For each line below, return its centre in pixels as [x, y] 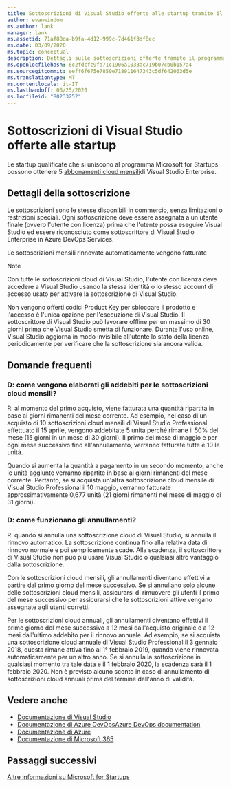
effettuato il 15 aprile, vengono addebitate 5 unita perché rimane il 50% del [113, 430]
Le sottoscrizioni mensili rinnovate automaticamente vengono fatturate [107, 253]
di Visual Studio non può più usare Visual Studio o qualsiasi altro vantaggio [113, 557]
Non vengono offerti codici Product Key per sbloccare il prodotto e [101, 307]
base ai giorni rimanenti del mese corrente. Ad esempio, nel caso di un [107, 416]
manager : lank [27, 33]
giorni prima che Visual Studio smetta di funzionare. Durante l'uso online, [111, 329]
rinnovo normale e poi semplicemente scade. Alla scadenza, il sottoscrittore [114, 550]
